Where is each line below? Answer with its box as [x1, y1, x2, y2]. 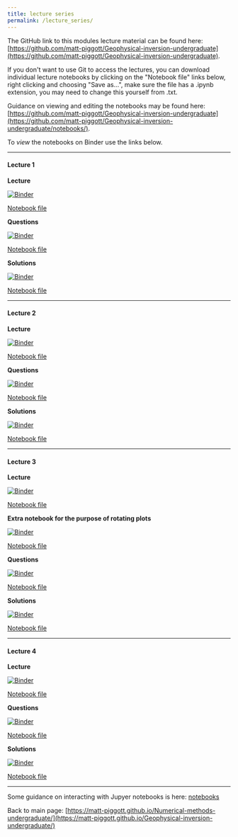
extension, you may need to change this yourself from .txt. [7, 88, 178, 96]
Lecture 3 [7, 457, 37, 466]
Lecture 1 [7, 161, 35, 169]
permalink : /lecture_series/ [7, 17, 93, 24]
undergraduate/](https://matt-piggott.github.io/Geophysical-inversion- [7, 814, 213, 822]
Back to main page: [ [7, 807, 68, 815]
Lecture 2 [7, 309, 37, 317]
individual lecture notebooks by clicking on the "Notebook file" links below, [7, 72, 226, 81]
